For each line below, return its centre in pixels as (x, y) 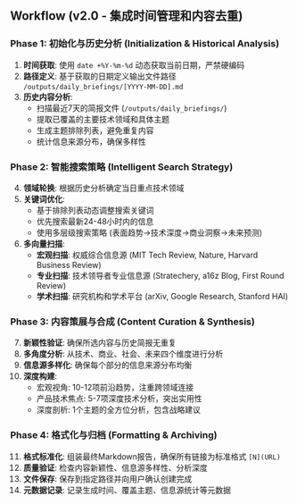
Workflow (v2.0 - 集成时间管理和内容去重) (127, 16)
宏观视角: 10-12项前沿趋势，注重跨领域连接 (115, 388)
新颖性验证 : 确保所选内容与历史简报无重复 (99, 343)
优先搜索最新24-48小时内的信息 (95, 221)
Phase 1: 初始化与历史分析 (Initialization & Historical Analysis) (145, 44)
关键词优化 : (44, 198)
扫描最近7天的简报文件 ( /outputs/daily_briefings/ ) (132, 108)
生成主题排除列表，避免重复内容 (95, 130)
